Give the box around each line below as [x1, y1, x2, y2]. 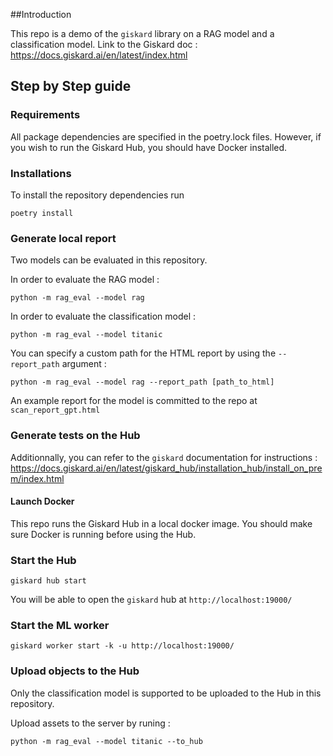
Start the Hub [10, 553, 77, 567]
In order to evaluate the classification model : [10, 310, 197, 323]
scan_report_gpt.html [10, 405, 101, 416]
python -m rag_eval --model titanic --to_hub [10, 736, 203, 746]
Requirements [10, 108, 81, 122]
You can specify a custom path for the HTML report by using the [10, 347, 277, 359]
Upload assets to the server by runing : [10, 717, 171, 729]
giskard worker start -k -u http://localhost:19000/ [10, 641, 235, 651]
